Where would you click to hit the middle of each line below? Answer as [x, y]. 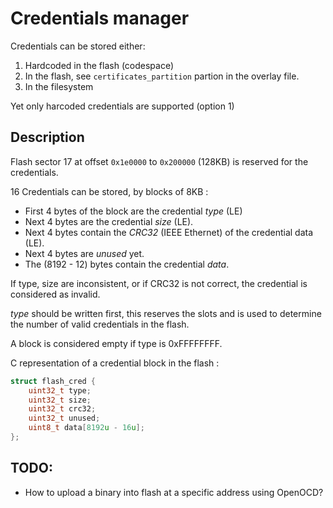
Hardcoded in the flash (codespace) [99, 65]
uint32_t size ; [60, 400]
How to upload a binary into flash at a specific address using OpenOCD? [174, 492]
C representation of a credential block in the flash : [115, 363]
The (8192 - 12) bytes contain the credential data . [127, 264]
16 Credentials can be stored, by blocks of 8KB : [109, 191]
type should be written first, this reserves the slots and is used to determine [166, 313]
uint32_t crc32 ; [62, 409]
